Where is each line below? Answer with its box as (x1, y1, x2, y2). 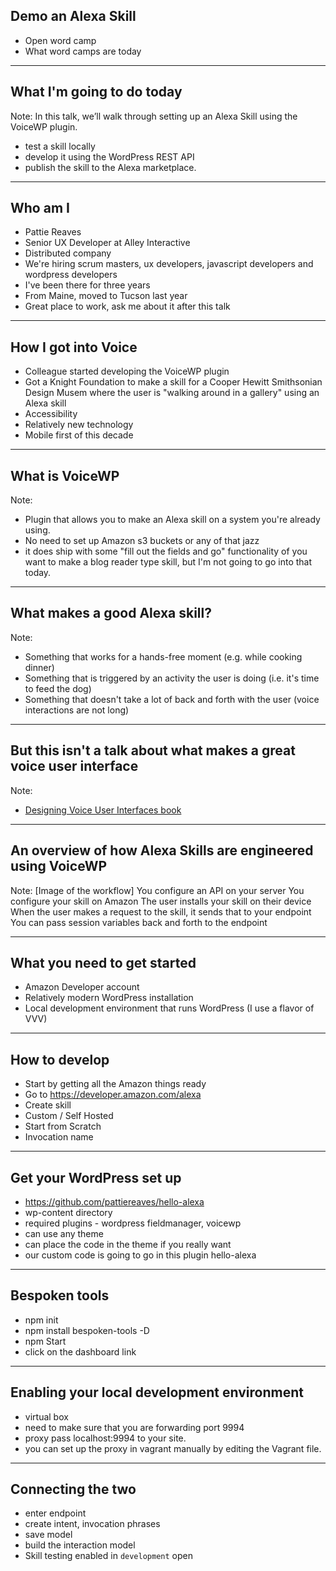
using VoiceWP (10, 858, 108, 875)
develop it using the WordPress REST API (24, 150, 195, 163)
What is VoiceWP (10, 467, 120, 484)
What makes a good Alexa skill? (10, 605, 212, 622)
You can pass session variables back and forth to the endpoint (10, 916, 268, 928)
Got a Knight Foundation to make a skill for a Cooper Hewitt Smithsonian (24, 376, 323, 388)
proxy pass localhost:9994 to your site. (24, 1432, 187, 1444)
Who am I (10, 200, 70, 217)
